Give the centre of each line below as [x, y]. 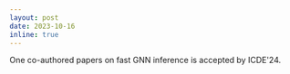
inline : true [34, 34]
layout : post [34, 18]
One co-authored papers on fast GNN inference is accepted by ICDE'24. [145, 60]
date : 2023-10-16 [42, 26]
